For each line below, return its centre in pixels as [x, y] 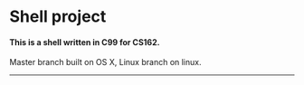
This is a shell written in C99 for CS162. [85, 42]
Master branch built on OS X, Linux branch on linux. [105, 62]
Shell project [58, 17]
